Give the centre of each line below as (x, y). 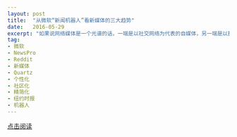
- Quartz (20, 72)
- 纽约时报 (21, 99)
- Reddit (20, 60)
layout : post (26, 14)
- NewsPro (22, 53)
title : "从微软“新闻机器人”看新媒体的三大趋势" (71, 20)
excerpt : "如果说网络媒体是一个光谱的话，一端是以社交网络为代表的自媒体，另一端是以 (117, 33)
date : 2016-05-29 (36, 27)
